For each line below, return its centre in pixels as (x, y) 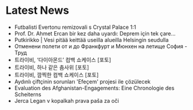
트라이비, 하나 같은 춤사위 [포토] (52, 67)
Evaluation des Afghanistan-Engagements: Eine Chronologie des (94, 88)
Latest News (38, 11)
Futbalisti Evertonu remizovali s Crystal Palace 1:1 (75, 27)
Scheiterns (28, 94)
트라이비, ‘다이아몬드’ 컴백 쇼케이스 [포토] (63, 60)
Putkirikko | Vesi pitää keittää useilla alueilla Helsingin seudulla (91, 40)
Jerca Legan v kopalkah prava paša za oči (67, 100)
